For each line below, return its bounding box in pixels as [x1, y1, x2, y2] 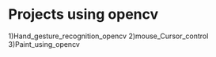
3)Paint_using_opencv [8, 39, 81, 48]
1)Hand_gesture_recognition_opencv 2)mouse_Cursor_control [8, 31, 209, 41]
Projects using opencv [8, 5, 159, 23]
